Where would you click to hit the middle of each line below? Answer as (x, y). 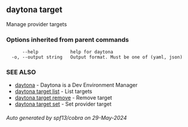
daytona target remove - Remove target (63, 98)
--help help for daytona (67, 52)
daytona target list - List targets (53, 91)
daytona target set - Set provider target (63, 104)
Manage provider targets (37, 24)
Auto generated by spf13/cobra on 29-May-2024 (67, 118)
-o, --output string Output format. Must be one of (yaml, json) (97, 57)
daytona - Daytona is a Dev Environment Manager (76, 85)
